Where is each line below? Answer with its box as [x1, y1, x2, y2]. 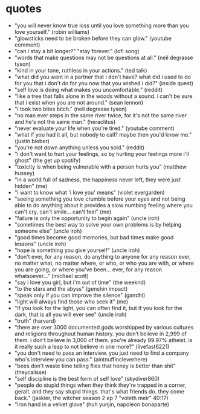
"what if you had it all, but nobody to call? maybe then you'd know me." [14, 131, 192, 138]
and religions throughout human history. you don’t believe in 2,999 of [14, 330, 187, 337]
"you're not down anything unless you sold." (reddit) [14, 144, 145, 151]
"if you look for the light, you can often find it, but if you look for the [14, 304, 182, 311]
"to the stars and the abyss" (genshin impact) [14, 285, 128, 292]
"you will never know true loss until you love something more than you [14, 22, 189, 29]
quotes [5, 2, 42, 16]
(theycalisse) [14, 368, 47, 376]
